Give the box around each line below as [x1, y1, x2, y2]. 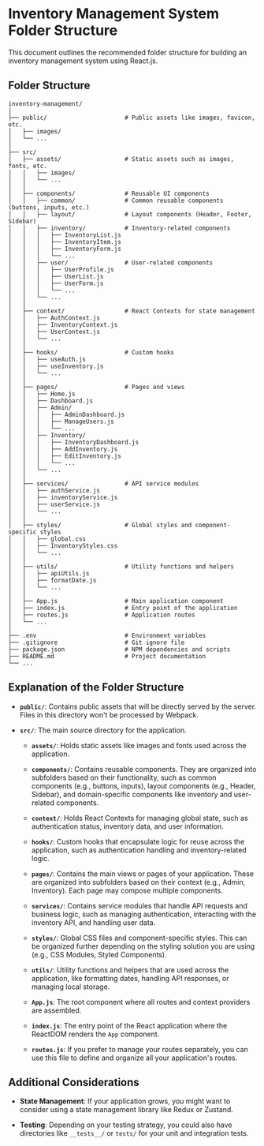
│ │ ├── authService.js [8, 486, 101, 494]
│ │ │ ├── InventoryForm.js [8, 245, 122, 253]
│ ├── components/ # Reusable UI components [8, 189, 210, 197]
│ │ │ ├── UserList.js [8, 272, 104, 280]
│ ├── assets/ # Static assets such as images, [8, 155, 235, 163]
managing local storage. [31, 982, 110, 991]
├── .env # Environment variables [8, 631, 206, 639]
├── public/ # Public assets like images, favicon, [8, 114, 256, 122]
